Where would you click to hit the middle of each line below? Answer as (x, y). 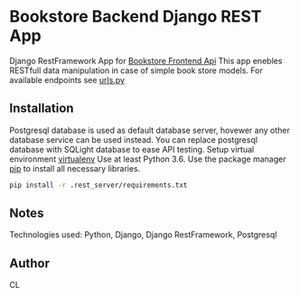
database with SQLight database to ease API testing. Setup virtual (132, 149)
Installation (42, 109)
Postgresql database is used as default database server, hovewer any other (150, 130)
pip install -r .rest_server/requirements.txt (98, 185)
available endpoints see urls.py (67, 79)
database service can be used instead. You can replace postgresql (134, 139)
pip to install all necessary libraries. (75, 168)
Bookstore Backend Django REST (135, 17)
